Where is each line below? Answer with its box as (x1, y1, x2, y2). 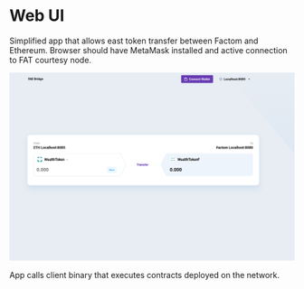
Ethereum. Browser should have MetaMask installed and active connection (9, 44, 288, 55)
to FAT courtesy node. (9, 54, 92, 65)
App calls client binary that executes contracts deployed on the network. (9, 270, 280, 281)
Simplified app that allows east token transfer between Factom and (9, 35, 259, 46)
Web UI (9, 5, 65, 26)
